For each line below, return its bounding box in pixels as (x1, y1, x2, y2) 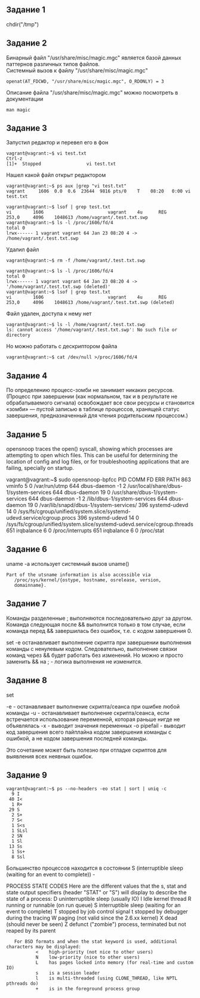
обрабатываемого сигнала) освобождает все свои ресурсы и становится (6, 399, 195, 406)
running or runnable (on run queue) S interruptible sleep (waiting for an (6, 901, 181, 909)
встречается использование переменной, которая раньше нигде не (6, 716, 180, 723)
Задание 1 (6, 5, 46, 15)
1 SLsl (11, 828, 28, 834)
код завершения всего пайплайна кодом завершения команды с (6, 728, 172, 735)
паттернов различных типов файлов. (6, 60, 100, 68)
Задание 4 (6, 370, 48, 381)
